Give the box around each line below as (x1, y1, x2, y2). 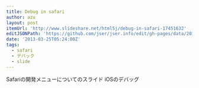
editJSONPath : (6, 31, 41, 37)
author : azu (6, 14, 36, 20)
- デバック (11, 53, 35, 59)
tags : (6, 42, 20, 48)
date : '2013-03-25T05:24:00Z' (6, 36, 81, 42)
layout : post (6, 20, 38, 26)
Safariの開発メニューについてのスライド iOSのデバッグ (6, 76, 140, 83)
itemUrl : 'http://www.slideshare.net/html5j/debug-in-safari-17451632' (6, 25, 187, 32)
